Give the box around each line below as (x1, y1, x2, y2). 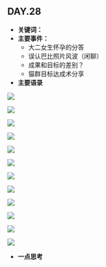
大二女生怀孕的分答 (28, 42, 85, 52)
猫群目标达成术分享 (28, 69, 85, 78)
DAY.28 (7, 6, 42, 18)
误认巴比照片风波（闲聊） (28, 52, 103, 60)
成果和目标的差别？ (28, 60, 85, 69)
